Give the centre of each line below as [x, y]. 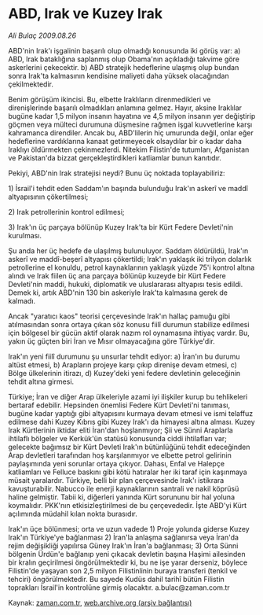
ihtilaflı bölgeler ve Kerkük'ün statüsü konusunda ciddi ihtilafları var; [118, 438]
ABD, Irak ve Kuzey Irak [86, 14]
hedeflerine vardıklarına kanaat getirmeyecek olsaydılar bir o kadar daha [125, 141]
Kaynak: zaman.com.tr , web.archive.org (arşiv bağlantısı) [100, 602]
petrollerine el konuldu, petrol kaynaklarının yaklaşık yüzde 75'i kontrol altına [131, 267]
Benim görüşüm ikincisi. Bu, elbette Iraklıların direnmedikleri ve [110, 99]
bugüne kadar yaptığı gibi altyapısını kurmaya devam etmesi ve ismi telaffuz [131, 413]
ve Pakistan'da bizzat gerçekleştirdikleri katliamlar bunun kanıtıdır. [115, 157]
